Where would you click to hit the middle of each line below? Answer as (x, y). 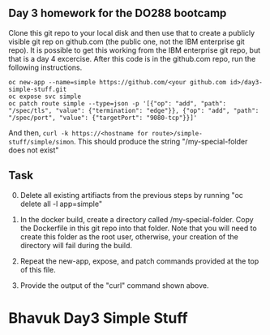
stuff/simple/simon (41, 142)
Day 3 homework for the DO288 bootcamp (118, 13)
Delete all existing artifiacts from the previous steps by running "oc (131, 195)
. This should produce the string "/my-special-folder (161, 141)
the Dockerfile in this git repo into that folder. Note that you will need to (138, 228)
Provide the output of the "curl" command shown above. (114, 285)
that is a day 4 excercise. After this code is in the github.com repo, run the (132, 58)
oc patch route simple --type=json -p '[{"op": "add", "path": (118, 103)
